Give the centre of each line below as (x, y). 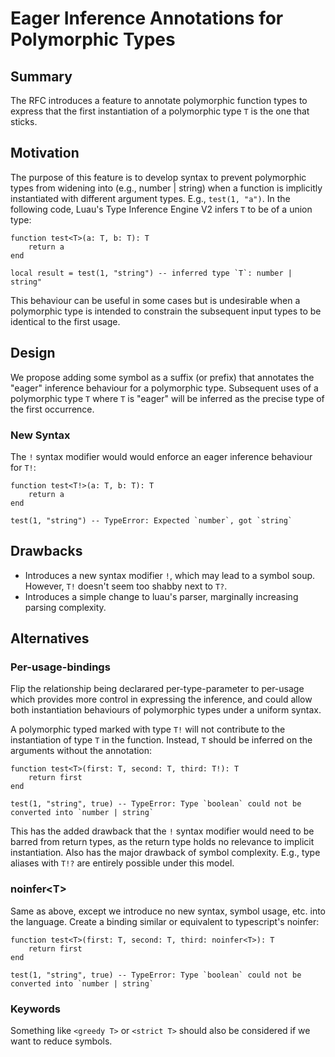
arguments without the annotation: (81, 751)
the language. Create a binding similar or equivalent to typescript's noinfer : (165, 921)
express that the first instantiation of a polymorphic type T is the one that (160, 111)
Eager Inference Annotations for (147, 18)
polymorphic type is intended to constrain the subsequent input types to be (166, 311)
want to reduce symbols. (61, 1041)
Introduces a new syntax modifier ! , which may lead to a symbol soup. (170, 575)
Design (33, 353)
